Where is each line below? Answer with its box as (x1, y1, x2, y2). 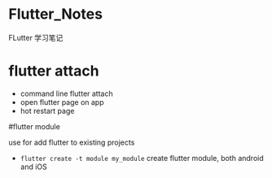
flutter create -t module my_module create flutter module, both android (20, 153, 265, 163)
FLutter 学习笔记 (8, 33, 64, 42)
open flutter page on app (20, 97, 104, 106)
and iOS (20, 162, 47, 171)
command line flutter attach (20, 89, 113, 98)
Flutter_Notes (8, 5, 103, 24)
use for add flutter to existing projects (8, 137, 135, 147)
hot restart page (20, 106, 75, 115)
